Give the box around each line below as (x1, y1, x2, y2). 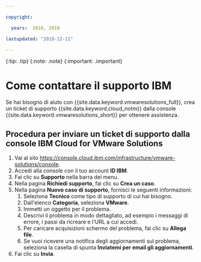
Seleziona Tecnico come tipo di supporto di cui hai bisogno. (23, 193, 173, 200)
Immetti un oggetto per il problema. (23, 205, 111, 213)
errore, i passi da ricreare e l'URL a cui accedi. (23, 218, 138, 226)
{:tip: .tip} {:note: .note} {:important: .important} (5, 58, 123, 65)
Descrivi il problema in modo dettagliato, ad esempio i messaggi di (23, 212, 188, 219)
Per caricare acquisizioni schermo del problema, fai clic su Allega (23, 225, 187, 232)
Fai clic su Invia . (14, 251, 55, 258)
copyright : (5, 14, 33, 20)
